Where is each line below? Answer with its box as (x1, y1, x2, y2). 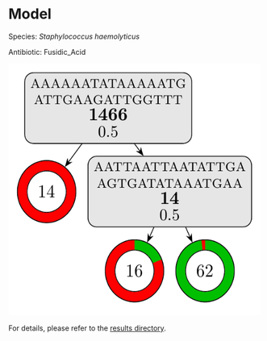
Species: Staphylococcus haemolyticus (8, 31, 140, 41)
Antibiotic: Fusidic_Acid (8, 47, 86, 56)
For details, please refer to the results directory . (8, 323, 167, 333)
